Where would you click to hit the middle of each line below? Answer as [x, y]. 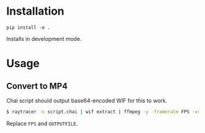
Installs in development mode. [44, 38]
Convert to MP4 [37, 86]
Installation [35, 11]
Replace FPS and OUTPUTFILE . [42, 123]
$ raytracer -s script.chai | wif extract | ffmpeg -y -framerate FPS [98, 112]
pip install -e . [28, 27]
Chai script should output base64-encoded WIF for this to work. [87, 100]
